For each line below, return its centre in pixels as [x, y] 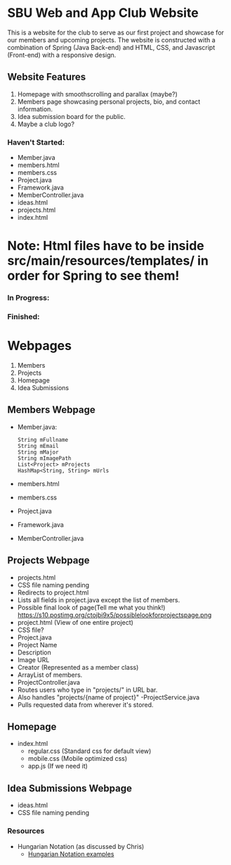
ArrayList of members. [50, 675]
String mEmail [38, 446]
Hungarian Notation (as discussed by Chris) [81, 846]
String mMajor [38, 452]
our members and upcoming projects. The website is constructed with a [111, 39]
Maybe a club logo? [46, 124]
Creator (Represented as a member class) [78, 667]
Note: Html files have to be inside [106, 246]
